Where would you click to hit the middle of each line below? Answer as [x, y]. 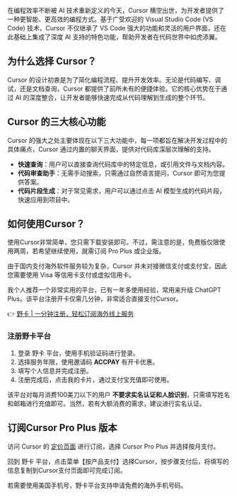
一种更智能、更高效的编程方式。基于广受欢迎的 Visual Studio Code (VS [110, 19]
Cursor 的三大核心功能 [57, 122]
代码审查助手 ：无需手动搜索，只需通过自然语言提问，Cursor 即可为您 [118, 173]
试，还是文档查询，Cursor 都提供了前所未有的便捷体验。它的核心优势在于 [114, 88]
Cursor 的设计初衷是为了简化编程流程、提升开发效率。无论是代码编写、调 [114, 79]
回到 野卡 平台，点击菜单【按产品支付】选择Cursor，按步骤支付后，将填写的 [118, 461]
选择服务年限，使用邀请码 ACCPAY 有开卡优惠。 [88, 362]
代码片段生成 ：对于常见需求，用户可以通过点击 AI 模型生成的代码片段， [122, 190]
